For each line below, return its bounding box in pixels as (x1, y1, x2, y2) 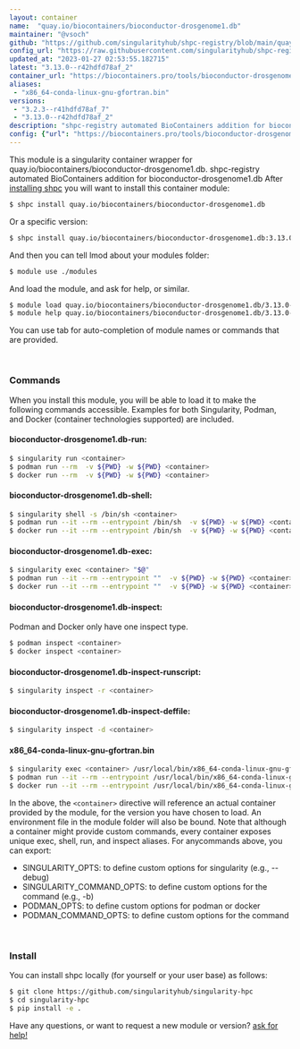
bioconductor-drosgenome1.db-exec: (9, 545, 153, 556)
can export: (9, 845, 52, 856)
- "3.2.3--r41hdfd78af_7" (12, 105, 110, 114)
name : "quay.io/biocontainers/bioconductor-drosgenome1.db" (9, 21, 242, 30)
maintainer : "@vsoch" (9, 30, 90, 38)
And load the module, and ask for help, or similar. (9, 283, 190, 294)
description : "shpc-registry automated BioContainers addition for (9, 122, 266, 131)
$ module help (9, 309, 62, 318)
